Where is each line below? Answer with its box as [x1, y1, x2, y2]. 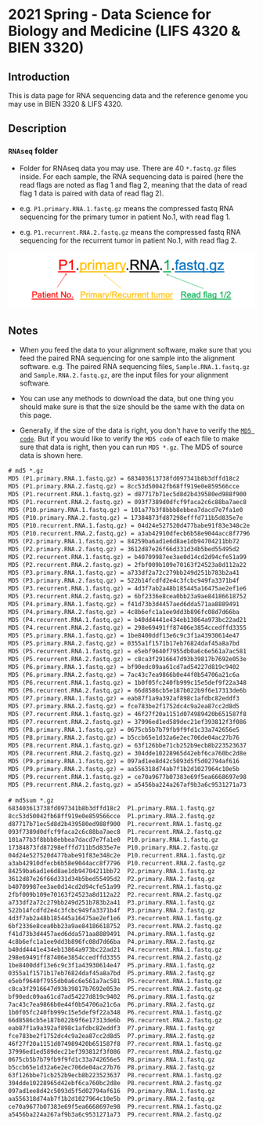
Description [8, 122, 67, 135]
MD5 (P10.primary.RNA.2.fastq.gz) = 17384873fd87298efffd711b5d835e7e [8, 514, 243, 521]
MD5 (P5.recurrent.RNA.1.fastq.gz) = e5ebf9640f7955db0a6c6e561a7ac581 [8, 647, 247, 655]
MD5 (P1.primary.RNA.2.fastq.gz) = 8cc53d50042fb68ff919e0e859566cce [8, 482, 240, 490]
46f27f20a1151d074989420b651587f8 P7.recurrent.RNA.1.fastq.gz [8, 1040, 222, 1047]
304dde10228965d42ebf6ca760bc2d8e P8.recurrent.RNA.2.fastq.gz [8, 1079, 222, 1087]
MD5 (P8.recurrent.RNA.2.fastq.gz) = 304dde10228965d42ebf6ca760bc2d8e [8, 749, 247, 757]
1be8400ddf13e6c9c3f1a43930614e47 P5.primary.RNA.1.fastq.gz [8, 961, 215, 969]
